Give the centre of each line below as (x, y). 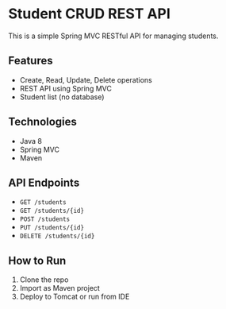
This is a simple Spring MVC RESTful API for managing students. (113, 36)
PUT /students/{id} (52, 228)
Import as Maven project (60, 288)
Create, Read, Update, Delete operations (86, 79)
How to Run (37, 260)
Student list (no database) (62, 97)
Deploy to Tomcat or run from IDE (75, 297)
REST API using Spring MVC (66, 88)
